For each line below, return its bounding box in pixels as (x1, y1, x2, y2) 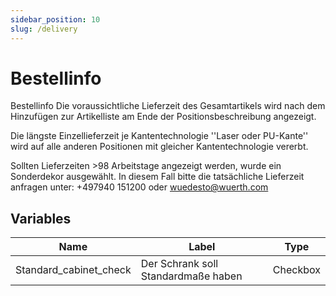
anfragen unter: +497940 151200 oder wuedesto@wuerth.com (10, 181, 269, 193)
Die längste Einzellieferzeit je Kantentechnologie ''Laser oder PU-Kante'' (10, 130, 309, 142)
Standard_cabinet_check (15, 263, 132, 277)
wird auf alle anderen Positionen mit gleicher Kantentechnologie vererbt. (10, 141, 309, 153)
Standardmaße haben (140, 269, 243, 283)
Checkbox (272, 263, 321, 277)
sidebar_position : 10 (10, 14, 101, 25)
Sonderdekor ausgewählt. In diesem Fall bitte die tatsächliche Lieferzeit (10, 171, 305, 183)
